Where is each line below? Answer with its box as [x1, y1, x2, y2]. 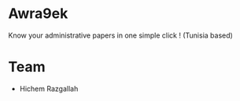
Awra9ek [8, 5, 68, 23]
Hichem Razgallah [19, 84, 79, 93]
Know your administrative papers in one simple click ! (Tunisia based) [8, 31, 234, 40]
